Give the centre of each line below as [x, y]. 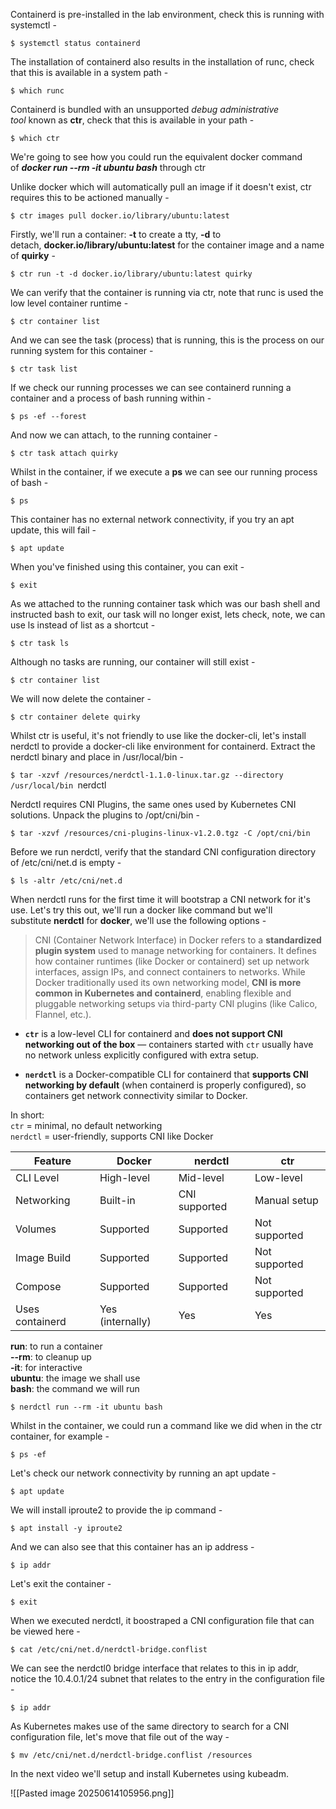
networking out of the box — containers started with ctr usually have [169, 1044]
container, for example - [60, 1436]
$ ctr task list [44, 369]
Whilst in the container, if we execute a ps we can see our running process [164, 472]
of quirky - [33, 255]
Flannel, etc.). [63, 1014]
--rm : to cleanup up [51, 1357]
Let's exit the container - [61, 1583]
